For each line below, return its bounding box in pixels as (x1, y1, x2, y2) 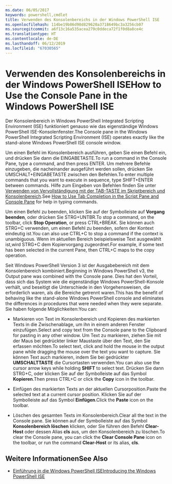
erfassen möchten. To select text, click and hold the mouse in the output (12, 343, 165, 349)
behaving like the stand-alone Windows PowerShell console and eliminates (5, 295, 164, 301)
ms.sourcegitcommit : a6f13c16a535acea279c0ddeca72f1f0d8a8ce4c (5, 27, 144, 32)
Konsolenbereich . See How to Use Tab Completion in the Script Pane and (5, 193, 159, 199)
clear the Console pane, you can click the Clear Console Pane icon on (12, 434, 162, 440)
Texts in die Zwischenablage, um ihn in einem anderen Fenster (12, 321, 145, 327)
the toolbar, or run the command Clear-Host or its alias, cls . (12, 439, 140, 445)
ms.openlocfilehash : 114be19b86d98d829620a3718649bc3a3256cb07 (5, 22, 144, 27)
